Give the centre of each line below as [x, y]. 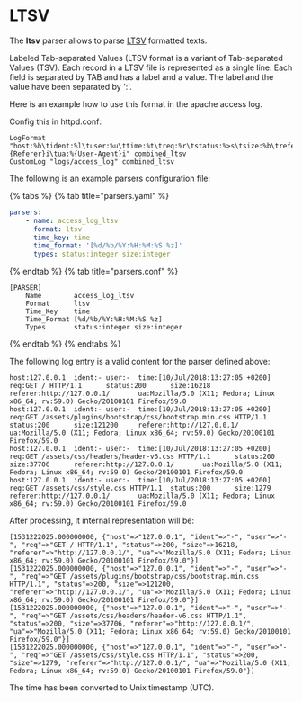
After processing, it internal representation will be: [102, 521]
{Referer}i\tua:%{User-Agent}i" [70, 154]
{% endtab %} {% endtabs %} [65, 344]
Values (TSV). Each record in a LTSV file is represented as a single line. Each [151, 67]
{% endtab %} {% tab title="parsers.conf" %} [94, 272]
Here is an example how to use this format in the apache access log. [136, 103]
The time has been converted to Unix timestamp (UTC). [112, 688]
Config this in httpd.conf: [55, 121]
